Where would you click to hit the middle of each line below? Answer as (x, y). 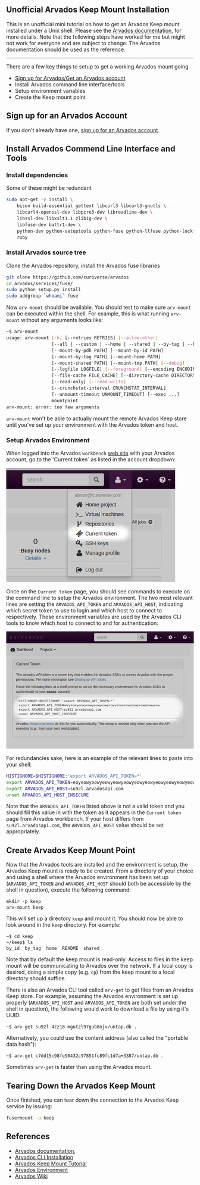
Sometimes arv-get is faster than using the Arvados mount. (79, 1067)
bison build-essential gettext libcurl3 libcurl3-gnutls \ (92, 206)
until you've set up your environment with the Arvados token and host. (92, 424)
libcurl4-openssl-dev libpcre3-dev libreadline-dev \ (85, 212)
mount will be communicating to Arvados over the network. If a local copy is (99, 966)
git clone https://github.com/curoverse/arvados (68, 277)
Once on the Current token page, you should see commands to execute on (98, 591)
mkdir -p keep (24, 902)
